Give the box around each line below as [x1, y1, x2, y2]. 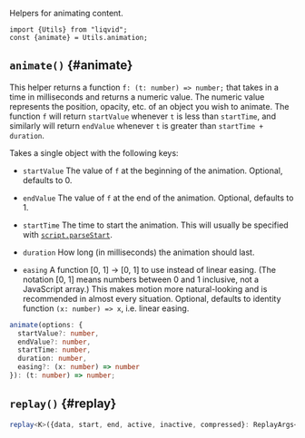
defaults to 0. [22, 174, 73, 185]
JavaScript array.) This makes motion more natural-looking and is [22, 283, 268, 294]
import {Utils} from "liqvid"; [9, 25, 128, 34]
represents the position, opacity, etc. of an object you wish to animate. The [9, 101, 290, 112]
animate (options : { [9, 320, 84, 329]
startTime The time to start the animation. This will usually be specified [22, 219, 289, 230]
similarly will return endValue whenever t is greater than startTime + [9, 120, 264, 131]
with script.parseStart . [22, 229, 113, 239]
